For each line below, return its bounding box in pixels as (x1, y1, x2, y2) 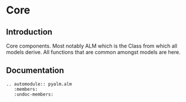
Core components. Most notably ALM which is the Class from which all (6, 42, 178, 49)
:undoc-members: (13, 91, 54, 97)
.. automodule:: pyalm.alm (6, 81, 72, 87)
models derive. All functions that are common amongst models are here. (6, 49, 181, 56)
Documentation (6, 66, 65, 76)
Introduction (6, 27, 53, 37)
